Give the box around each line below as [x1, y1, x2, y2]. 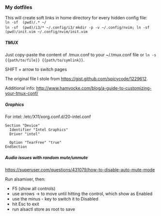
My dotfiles [5, 4, 32, 11]
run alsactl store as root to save [12, 206, 75, 212]
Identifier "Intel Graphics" [9, 128, 68, 133]
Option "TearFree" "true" [9, 140, 62, 145]
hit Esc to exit [12, 201, 39, 207]
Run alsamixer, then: [5, 176, 46, 182]
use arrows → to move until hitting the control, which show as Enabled [12, 191, 153, 197]
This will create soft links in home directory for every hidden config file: [5, 15, 147, 21]
